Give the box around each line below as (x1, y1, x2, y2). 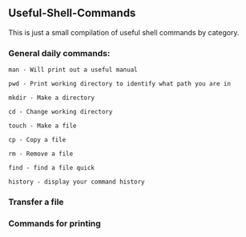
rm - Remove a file (8, 150, 74, 159)
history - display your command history (8, 178, 146, 187)
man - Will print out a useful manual (8, 66, 138, 74)
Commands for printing (8, 218, 102, 229)
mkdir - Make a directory (8, 94, 95, 102)
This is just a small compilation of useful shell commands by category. (8, 27, 240, 37)
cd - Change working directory (8, 108, 113, 116)
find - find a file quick (8, 164, 95, 172)
